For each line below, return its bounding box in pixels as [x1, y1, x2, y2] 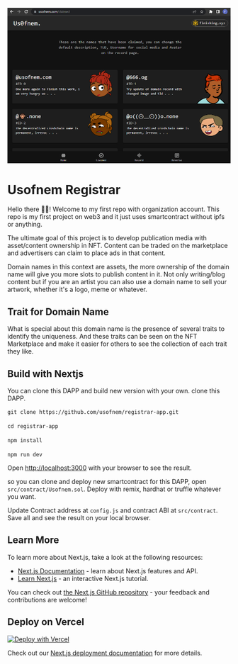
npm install [7, 437, 42, 444]
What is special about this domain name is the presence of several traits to [7, 325, 225, 333]
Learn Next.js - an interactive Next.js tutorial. [17, 574, 149, 583]
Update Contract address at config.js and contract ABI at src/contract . [7, 506, 218, 514]
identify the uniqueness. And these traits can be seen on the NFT [7, 332, 198, 341]
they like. [7, 347, 34, 356]
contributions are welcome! [7, 595, 87, 604]
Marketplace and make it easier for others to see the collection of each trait [7, 339, 227, 348]
